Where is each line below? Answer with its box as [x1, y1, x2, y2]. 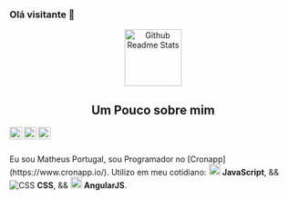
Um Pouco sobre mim [90, 102, 216, 117]
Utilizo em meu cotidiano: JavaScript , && [110, 167, 280, 178]
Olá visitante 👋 [9, 8, 76, 21]
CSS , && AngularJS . [36, 180, 128, 191]
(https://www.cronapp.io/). [9, 167, 109, 178]
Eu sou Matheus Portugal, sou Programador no [9, 154, 186, 165]
